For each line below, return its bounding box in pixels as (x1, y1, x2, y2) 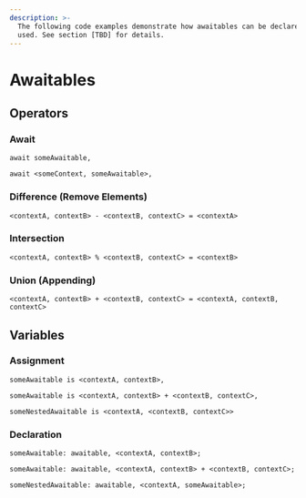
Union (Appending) (9, 274, 97, 287)
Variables (9, 327, 66, 342)
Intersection (9, 232, 66, 245)
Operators (9, 106, 69, 121)
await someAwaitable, (9, 154, 92, 163)
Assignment (9, 354, 66, 367)
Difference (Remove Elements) (9, 190, 148, 203)
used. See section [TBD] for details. (17, 30, 166, 39)
